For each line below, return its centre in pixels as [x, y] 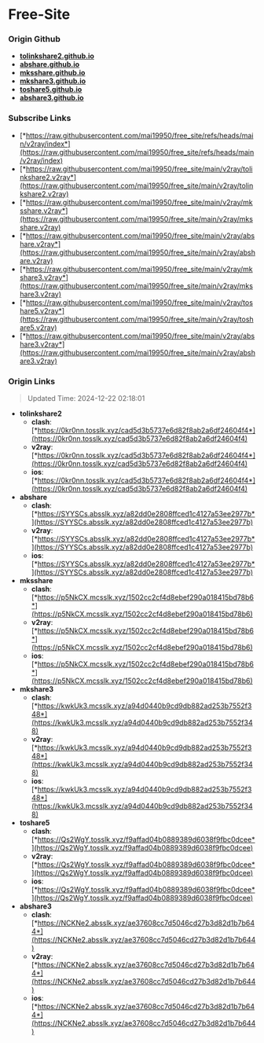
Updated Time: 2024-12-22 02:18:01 [86, 398]
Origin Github [35, 39]
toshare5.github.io [51, 90]
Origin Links [32, 381]
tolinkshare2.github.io [57, 56]
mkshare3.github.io [53, 81]
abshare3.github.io [51, 98]
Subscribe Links [40, 118]
